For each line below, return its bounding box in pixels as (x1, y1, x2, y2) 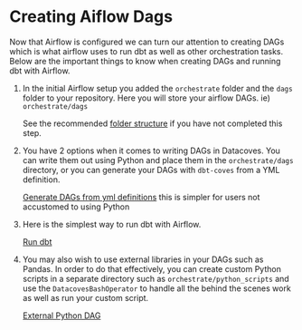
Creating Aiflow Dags (9, 6, 174, 27)
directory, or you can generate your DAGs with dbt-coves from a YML (22, 164, 280, 175)
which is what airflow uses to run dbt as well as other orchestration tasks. (9, 45, 284, 56)
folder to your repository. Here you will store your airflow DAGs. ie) (22, 92, 271, 103)
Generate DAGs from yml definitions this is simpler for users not (22, 191, 260, 202)
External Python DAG (22, 310, 101, 321)
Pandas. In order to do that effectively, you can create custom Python (22, 263, 282, 274)
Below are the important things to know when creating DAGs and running (9, 55, 281, 66)
